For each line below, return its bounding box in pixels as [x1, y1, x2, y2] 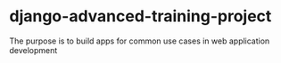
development [9, 44, 58, 55]
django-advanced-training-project [9, 6, 272, 27]
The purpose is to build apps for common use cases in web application [9, 35, 270, 46]
